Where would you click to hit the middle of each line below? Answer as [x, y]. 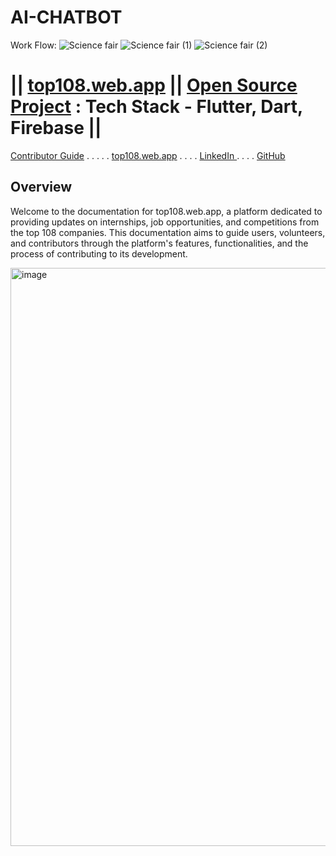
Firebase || [56, 128]
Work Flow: [33, 45]
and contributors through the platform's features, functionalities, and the [159, 243]
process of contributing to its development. [99, 253]
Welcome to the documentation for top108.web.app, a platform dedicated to [166, 211]
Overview [41, 187]
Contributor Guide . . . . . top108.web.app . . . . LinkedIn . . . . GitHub [148, 155]
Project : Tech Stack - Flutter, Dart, [156, 107]
